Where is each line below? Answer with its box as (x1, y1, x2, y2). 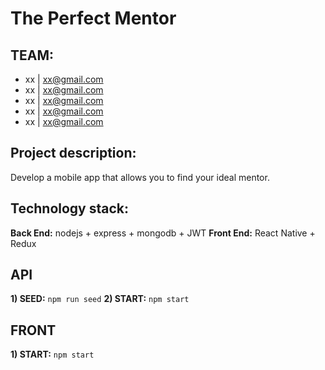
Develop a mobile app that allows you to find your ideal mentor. (10, 171, 270, 183)
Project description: (10, 145, 137, 162)
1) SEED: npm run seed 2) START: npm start (10, 293, 190, 305)
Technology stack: (10, 200, 130, 217)
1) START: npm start (10, 348, 95, 361)
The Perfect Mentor (10, 7, 177, 30)
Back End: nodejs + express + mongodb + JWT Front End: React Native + (10, 227, 316, 239)
